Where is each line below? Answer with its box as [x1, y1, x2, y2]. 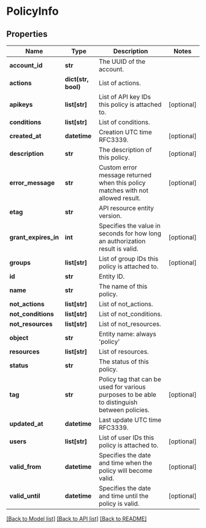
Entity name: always [99, 330, 156, 338]
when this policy [99, 179, 146, 187]
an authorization [99, 237, 146, 245]
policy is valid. [99, 499, 140, 508]
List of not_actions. [99, 300, 153, 308]
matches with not [99, 186, 149, 195]
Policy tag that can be [99, 375, 161, 383]
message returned [99, 171, 152, 179]
